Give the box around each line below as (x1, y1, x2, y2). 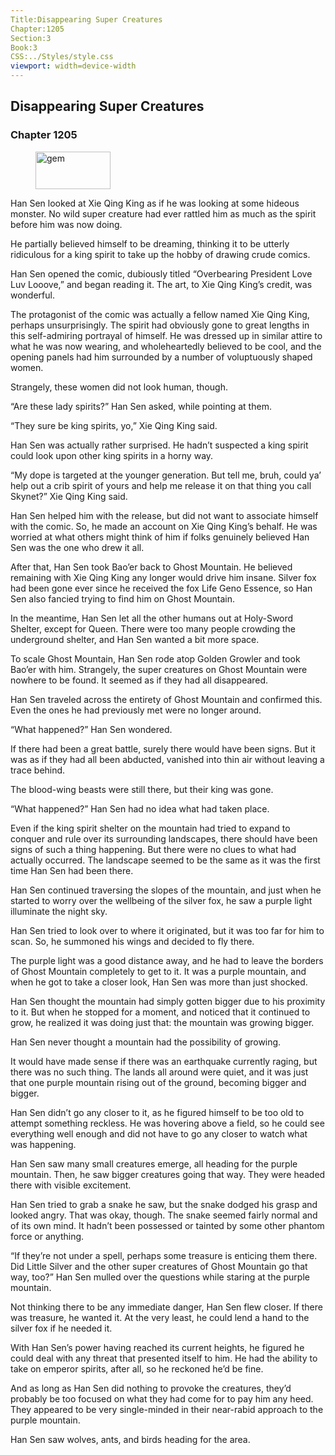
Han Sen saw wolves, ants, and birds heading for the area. (10, 1433, 251, 1445)
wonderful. (10, 289, 55, 301)
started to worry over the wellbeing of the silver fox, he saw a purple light (10, 894, 313, 906)
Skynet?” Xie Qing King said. (10, 490, 128, 502)
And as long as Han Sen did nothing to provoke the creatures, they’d (10, 1382, 292, 1394)
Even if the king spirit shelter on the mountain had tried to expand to (10, 822, 291, 834)
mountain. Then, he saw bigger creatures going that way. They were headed (10, 1168, 326, 1180)
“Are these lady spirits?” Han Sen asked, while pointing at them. (10, 400, 272, 412)
